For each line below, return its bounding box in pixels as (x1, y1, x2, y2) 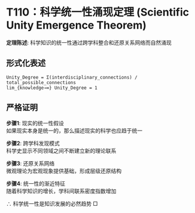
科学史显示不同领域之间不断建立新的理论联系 (6, 147, 117, 154)
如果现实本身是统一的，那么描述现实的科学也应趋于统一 (6, 126, 142, 134)
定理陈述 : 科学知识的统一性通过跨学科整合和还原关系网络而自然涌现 (6, 39, 172, 46)
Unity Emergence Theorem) (6, 18, 147, 32)
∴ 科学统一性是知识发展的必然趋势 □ (6, 200, 98, 207)
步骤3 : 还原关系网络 (6, 159, 55, 167)
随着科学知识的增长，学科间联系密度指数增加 (6, 187, 117, 195)
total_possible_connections (6, 79, 77, 85)
